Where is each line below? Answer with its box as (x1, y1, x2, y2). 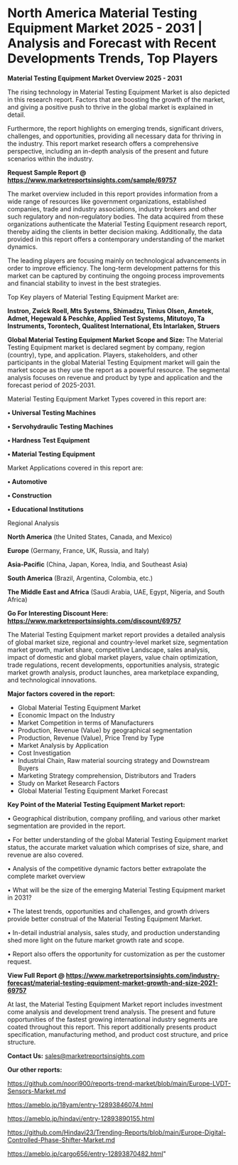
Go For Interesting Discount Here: (7, 608, 109, 617)
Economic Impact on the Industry (17, 710, 115, 719)
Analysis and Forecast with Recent (7, 36, 217, 51)
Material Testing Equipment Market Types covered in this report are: (7, 394, 207, 403)
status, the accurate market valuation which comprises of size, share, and (7, 843, 224, 851)
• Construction (7, 491, 52, 500)
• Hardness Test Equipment (7, 436, 90, 444)
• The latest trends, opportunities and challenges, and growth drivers (7, 907, 210, 915)
